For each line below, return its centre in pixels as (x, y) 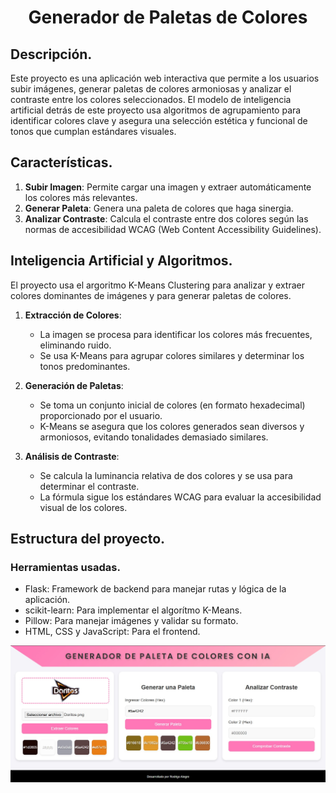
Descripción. (51, 54)
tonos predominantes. (85, 366)
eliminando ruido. (75, 345)
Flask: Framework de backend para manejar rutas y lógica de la (155, 589)
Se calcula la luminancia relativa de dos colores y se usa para (166, 475)
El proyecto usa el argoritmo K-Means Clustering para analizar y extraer (157, 285)
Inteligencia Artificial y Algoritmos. (121, 261)
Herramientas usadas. (65, 567)
